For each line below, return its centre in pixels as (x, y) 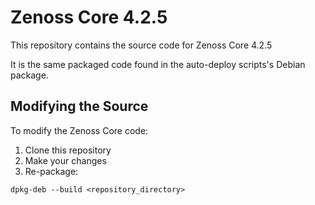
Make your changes (65, 160)
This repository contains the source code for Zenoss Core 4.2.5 (141, 45)
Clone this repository (68, 150)
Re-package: (51, 171)
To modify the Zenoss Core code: (79, 130)
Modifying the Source (79, 106)
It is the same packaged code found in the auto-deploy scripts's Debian (158, 64)
